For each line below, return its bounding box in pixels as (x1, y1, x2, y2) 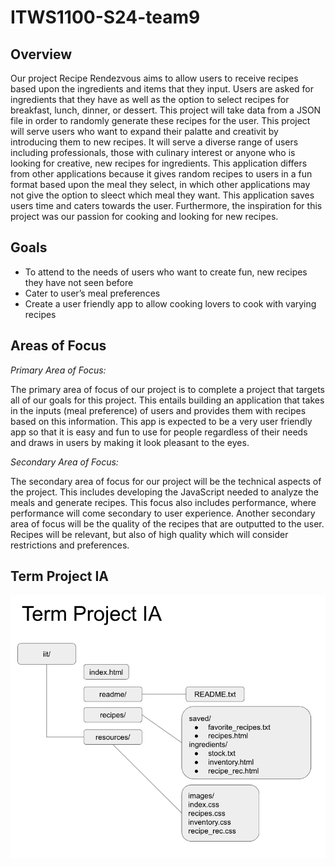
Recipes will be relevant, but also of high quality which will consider (10, 528, 289, 540)
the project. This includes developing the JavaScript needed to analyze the (10, 486, 319, 498)
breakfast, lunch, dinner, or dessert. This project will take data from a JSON (10, 104, 322, 116)
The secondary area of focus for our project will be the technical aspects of (10, 475, 322, 487)
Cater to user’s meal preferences (24, 287, 161, 299)
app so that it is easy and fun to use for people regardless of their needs (10, 426, 308, 438)
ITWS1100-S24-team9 (10, 6, 201, 29)
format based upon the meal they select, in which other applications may (10, 179, 311, 190)
